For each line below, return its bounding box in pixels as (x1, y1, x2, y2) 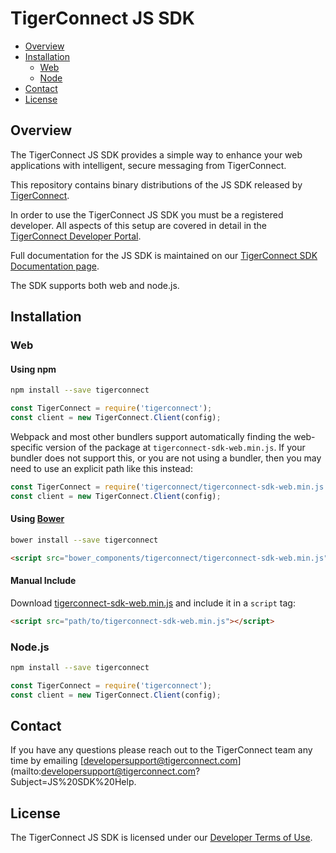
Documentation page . (10, 260, 100, 272)
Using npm (10, 363, 57, 375)
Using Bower (10, 513, 65, 525)
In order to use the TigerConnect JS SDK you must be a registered (10, 208, 284, 221)
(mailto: (10, 765, 42, 777)
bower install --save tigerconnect (10, 535, 159, 545)
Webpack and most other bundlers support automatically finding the (10, 430, 292, 442)
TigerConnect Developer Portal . (10, 230, 142, 242)
